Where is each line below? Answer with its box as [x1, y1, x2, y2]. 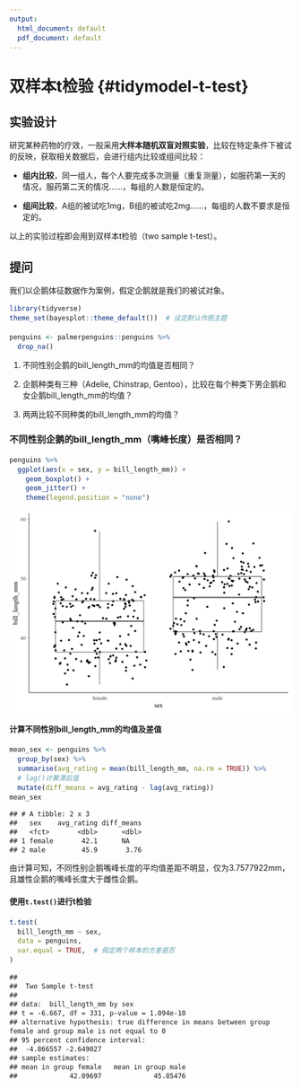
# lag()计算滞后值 [17, 773, 79, 783]
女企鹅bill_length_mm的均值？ [21, 390, 133, 400]
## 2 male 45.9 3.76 [9, 846, 142, 855]
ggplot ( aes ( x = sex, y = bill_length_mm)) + [17, 465, 186, 474]
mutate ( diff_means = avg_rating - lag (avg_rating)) [17, 783, 215, 792]
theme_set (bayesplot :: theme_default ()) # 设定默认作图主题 [9, 314, 228, 323]
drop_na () [17, 342, 54, 351]
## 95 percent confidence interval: [9, 1036, 146, 1045]
